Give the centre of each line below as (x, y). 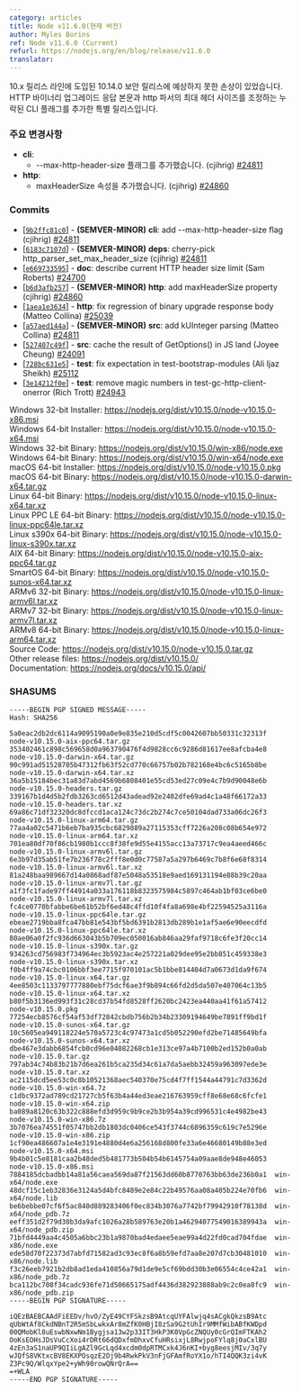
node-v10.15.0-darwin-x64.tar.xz (72, 772)
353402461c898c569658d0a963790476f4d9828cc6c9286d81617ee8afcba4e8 (138, 749)
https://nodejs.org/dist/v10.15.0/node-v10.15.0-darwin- (191, 476)
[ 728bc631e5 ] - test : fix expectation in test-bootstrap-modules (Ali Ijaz (151, 363)
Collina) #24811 (51, 335)
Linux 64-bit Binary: (46, 495)
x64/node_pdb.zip (42, 1230)
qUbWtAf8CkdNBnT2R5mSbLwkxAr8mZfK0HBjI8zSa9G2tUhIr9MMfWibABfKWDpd (138, 1324)
